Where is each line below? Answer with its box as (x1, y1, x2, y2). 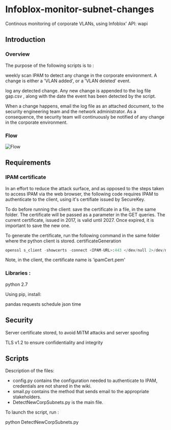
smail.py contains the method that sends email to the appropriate (12, 389, 149, 395)
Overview (5, 51, 30, 58)
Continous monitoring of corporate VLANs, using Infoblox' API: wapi (5, 20, 148, 27)
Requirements (5, 159, 51, 167)
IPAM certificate (5, 174, 46, 181)
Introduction (5, 35, 46, 44)
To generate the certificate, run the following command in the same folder (5, 232, 160, 238)
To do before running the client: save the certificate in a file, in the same (5, 206, 156, 212)
